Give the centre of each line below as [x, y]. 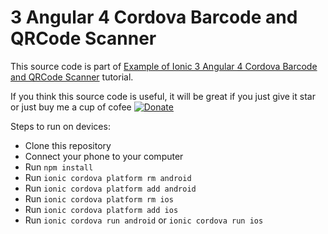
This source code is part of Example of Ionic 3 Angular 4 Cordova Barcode [164, 66]
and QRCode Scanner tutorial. [72, 77]
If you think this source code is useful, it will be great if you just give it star [163, 96]
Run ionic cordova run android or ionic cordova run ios [144, 220]
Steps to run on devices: [60, 126]
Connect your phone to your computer [104, 156]
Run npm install [59, 167]
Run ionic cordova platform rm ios [99, 198]
